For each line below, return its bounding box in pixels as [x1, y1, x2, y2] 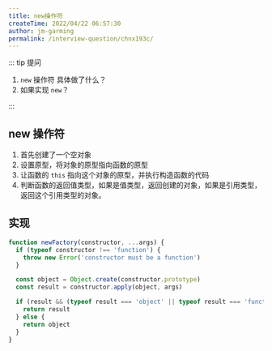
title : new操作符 [8, 11, 63, 20]
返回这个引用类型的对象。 [19, 190, 106, 200]
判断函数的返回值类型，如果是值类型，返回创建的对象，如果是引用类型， [19, 180, 261, 190]
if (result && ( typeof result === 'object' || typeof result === [15, 297, 241, 306]
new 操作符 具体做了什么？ [19, 75, 107, 85]
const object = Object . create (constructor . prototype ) [15, 276, 201, 284]
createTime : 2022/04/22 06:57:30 [8, 19, 121, 28]
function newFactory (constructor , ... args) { [8, 238, 164, 246]
